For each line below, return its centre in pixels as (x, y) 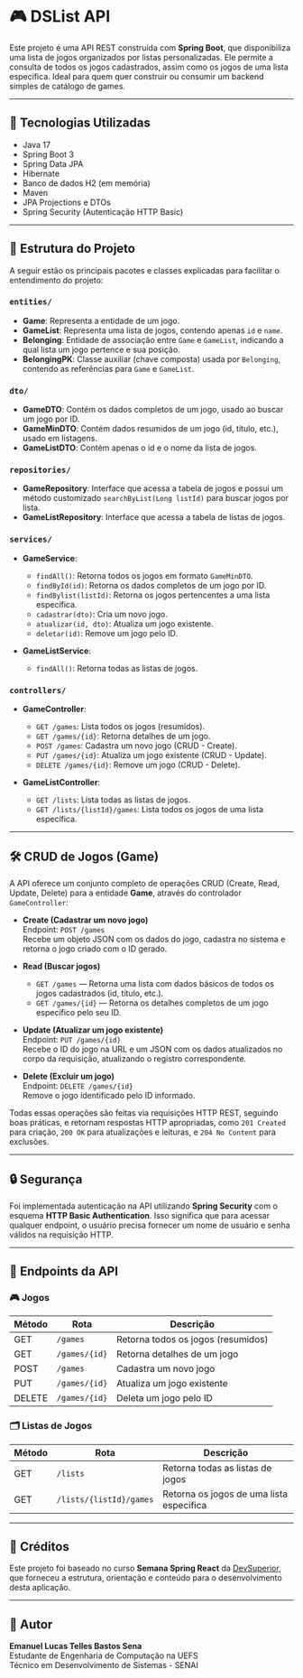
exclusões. (29, 1141)
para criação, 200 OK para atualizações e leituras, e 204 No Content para (143, 1132)
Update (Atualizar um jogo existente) (93, 1030)
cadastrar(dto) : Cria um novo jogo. (102, 614)
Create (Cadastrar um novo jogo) (85, 920)
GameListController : (61, 783)
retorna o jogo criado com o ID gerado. (95, 949)
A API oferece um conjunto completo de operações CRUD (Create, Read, (145, 883)
